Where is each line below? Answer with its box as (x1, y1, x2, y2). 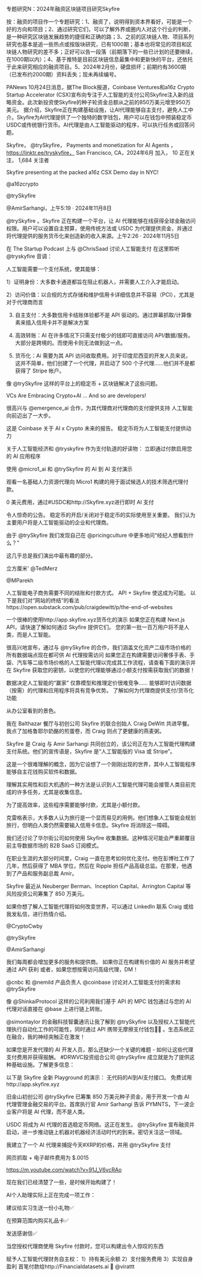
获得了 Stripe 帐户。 (14, 367, 65, 374)
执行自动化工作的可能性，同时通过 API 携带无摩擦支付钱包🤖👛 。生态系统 (11, 1026, 189, 1033)
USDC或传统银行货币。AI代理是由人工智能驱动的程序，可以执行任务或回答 (6, 121, 190, 128)
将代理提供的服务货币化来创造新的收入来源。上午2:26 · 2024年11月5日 (6, 233, 180, 239)
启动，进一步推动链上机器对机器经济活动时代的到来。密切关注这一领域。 (6, 1128, 185, 1136)
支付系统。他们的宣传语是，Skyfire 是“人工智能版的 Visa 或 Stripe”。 (6, 748, 176, 755)
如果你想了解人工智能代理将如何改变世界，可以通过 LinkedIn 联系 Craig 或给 (6, 903, 194, 910)
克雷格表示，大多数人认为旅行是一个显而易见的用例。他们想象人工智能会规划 (6, 814, 196, 821)
